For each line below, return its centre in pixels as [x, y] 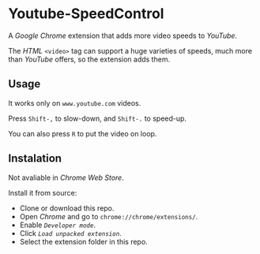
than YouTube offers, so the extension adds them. [89, 59]
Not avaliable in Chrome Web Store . [66, 177]
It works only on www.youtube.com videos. [75, 103]
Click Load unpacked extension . [71, 233]
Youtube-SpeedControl [86, 14]
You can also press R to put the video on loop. [83, 133]
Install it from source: [43, 192]
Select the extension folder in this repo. [83, 241]
